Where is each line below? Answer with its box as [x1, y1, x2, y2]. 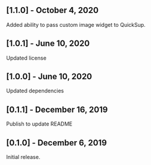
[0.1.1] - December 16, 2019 [6, 104, 108, 114]
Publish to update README [6, 120, 73, 127]
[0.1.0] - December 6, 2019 [6, 138, 107, 148]
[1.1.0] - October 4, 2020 [6, 5, 99, 15]
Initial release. [6, 154, 41, 161]
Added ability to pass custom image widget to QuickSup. [6, 21, 146, 28]
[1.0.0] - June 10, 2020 [6, 71, 93, 82]
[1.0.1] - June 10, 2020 [6, 39, 90, 49]
